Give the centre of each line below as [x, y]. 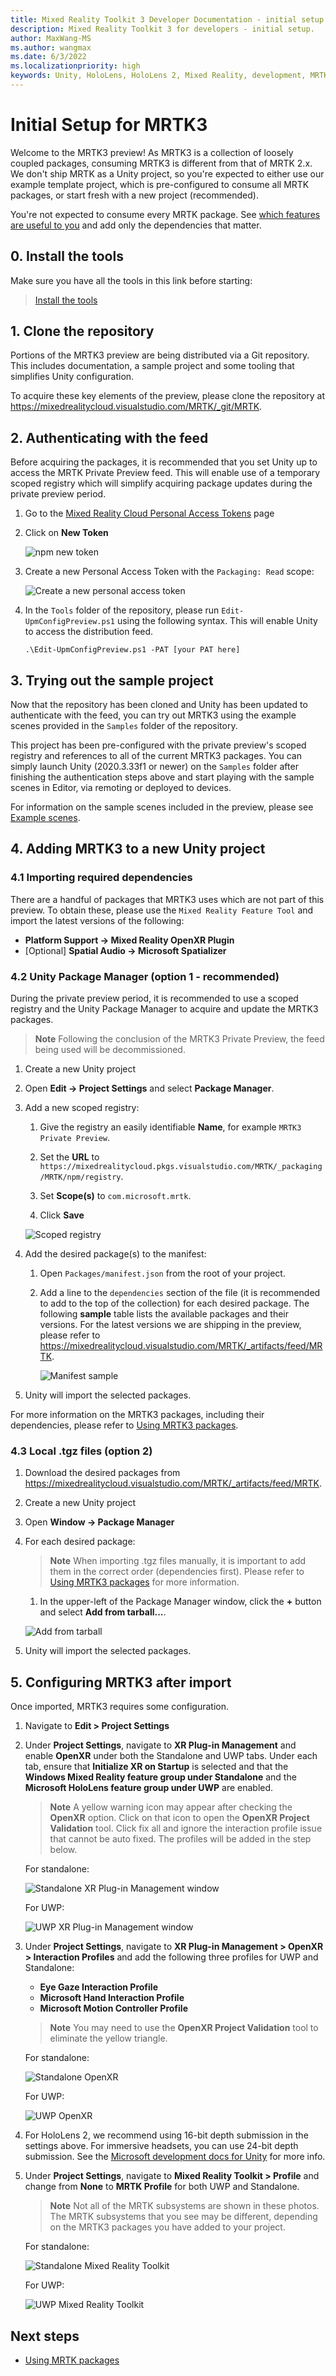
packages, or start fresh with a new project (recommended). [134, 195]
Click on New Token [66, 533]
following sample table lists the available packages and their [164, 1314]
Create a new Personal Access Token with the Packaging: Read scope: [169, 572]
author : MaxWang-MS [51, 38]
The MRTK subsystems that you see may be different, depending [183, 2217]
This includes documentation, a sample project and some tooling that [152, 366]
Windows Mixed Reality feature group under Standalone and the [160, 1777]
